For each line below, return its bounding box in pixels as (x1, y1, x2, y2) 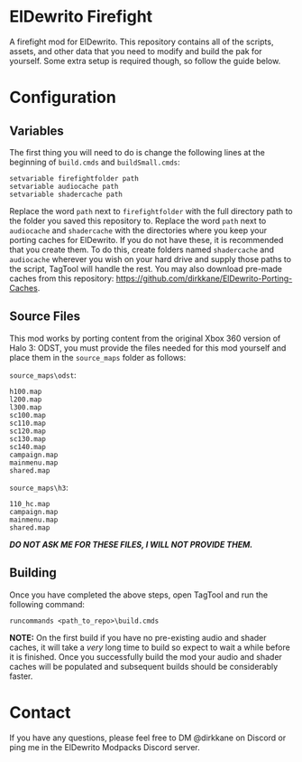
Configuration (9, 88, 117, 108)
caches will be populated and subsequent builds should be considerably (9, 661, 279, 672)
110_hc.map (9, 499, 50, 508)
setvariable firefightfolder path (9, 174, 140, 183)
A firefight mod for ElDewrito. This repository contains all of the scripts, (9, 36, 274, 47)
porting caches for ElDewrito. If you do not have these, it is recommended (9, 234, 284, 245)
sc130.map (9, 434, 47, 444)
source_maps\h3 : (9, 482, 69, 493)
